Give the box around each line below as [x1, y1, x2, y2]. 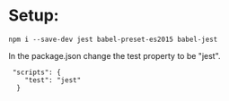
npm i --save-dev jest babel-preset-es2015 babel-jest [8, 35, 218, 44]
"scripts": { [12, 68, 62, 77]
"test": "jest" [24, 75, 82, 85]
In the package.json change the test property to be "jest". [8, 50, 221, 61]
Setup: [8, 5, 59, 26]
